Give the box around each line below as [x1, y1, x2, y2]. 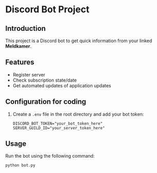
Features [5, 58, 34, 67]
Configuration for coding [5, 98, 86, 106]
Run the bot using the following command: [5, 153, 95, 159]
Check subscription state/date [12, 77, 77, 83]
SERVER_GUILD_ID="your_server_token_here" [12, 125, 105, 130]
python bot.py [5, 163, 36, 168]
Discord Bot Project [5, 4, 90, 15]
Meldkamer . [5, 43, 32, 49]
